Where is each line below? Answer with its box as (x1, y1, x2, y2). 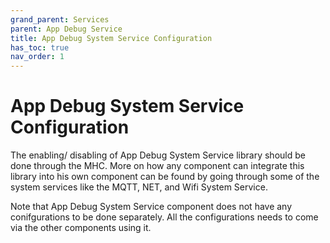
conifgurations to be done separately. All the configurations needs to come (10, 211, 319, 223)
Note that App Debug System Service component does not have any (10, 201, 293, 213)
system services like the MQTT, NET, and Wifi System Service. (10, 181, 268, 193)
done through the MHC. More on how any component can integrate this (10, 160, 305, 172)
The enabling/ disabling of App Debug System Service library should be (10, 149, 306, 161)
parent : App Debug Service (10, 24, 123, 34)
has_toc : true (10, 42, 70, 53)
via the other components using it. (10, 222, 152, 234)
